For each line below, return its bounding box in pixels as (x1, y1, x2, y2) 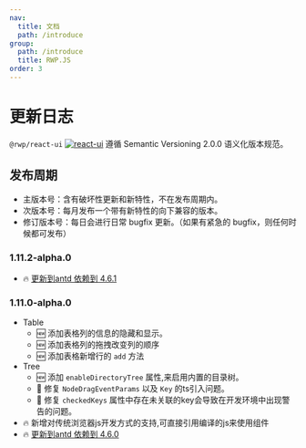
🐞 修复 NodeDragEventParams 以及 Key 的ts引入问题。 (36, 383, 229, 394)
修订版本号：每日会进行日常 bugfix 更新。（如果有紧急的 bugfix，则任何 (22, 216, 289, 227)
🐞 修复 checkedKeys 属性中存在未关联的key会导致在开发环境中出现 (36, 394, 282, 406)
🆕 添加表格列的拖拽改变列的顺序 (36, 339, 159, 350)
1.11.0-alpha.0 (9, 296, 72, 308)
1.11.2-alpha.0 (9, 251, 72, 264)
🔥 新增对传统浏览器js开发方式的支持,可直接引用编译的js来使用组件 (22, 417, 270, 429)
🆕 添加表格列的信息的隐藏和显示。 (36, 328, 168, 339)
